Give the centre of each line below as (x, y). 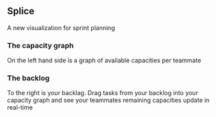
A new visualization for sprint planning (61, 27)
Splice (21, 11)
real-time (20, 107)
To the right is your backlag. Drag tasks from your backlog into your (103, 93)
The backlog (28, 78)
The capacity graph (40, 45)
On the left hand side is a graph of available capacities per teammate (104, 60)
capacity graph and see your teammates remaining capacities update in (108, 100)
